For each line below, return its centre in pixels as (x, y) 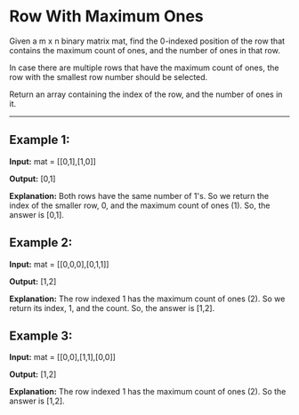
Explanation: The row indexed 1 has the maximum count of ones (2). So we (147, 299)
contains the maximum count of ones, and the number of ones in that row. (145, 50)
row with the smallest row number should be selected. (109, 76)
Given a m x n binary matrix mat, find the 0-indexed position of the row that (147, 41)
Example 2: (41, 243)
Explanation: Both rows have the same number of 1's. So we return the (139, 196)
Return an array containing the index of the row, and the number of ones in (146, 94)
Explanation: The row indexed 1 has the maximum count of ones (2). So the (148, 392)
